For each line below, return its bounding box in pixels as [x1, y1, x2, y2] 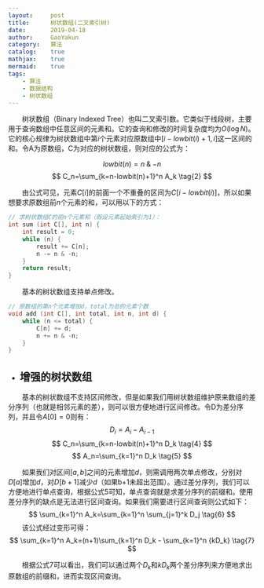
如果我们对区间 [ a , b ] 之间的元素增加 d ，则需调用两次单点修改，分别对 [22, 467, 243, 477]
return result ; [22, 265, 72, 272]
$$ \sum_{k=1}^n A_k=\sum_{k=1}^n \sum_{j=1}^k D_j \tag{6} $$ [28, 509, 236, 519]
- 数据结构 [22, 84, 53, 93]
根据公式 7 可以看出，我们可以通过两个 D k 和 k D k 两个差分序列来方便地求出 [22, 560, 253, 572]
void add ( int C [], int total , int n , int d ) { [8, 310, 167, 318]
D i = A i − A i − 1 [109, 425, 155, 436]
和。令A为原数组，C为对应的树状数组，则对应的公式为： [8, 144, 190, 153]
